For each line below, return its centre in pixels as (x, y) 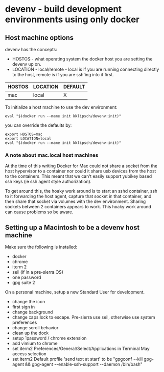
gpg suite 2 (23, 283)
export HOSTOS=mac (24, 134)
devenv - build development (63, 9)
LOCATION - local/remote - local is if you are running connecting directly (85, 69)
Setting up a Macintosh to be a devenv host (72, 227)
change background (32, 312)
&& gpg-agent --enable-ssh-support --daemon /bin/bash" (84, 364)
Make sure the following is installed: (41, 247)
